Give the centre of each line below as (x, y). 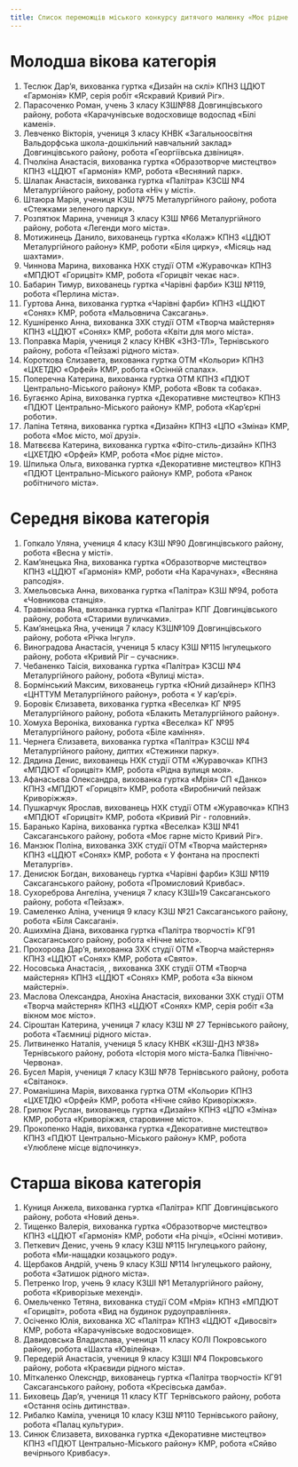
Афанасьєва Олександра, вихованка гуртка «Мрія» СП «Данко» (145, 779)
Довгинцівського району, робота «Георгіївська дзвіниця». (133, 152)
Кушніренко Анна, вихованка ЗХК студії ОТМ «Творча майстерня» (149, 322)
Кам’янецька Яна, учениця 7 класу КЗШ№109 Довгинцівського (142, 628)
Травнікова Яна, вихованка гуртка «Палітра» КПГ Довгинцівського (150, 609)
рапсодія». (43, 581)
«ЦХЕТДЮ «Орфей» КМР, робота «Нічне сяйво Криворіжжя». (140, 1100)
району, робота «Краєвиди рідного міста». (104, 1368)
